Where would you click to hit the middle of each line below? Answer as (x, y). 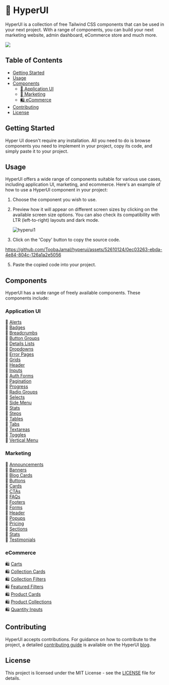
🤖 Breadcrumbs (21, 333)
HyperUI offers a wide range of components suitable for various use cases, (83, 179)
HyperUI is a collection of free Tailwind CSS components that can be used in (85, 24)
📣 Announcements (24, 464)
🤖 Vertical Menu (22, 440)
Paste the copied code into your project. (54, 265)
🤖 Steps (13, 413)
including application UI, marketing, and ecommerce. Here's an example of (83, 184)
